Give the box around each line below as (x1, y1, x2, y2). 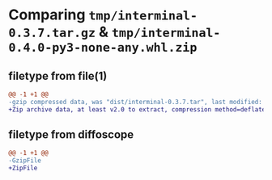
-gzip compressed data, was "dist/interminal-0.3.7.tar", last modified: (8, 98, 263, 106)
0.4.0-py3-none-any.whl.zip (8, 40, 198, 56)
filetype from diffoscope (8, 128, 134, 142)
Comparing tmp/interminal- (8, 6, 198, 24)
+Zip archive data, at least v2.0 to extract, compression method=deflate (8, 105, 266, 114)
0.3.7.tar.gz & (8, 23, 109, 41)
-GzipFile (8, 157, 42, 165)
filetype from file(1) (8, 69, 108, 82)
